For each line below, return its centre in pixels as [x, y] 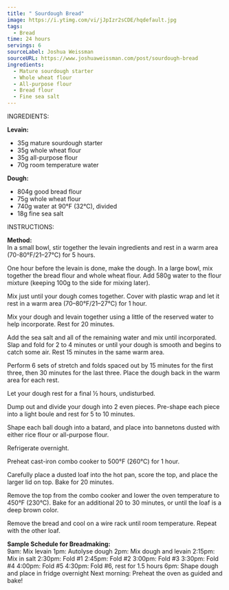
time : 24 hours [29, 39]
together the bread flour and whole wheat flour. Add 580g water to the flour [115, 275]
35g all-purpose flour [47, 158]
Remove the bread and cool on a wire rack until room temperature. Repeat [112, 523]
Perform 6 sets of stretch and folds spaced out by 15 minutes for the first [110, 365]
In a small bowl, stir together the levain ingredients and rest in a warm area [113, 247]
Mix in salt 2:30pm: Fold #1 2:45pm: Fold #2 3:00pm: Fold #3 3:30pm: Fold [113, 559]
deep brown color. [33, 510]
